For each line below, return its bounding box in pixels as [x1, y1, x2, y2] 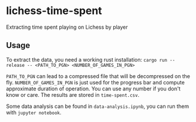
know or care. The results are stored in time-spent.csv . [6, 91, 140, 98]
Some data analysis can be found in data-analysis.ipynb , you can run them [6, 103, 190, 110]
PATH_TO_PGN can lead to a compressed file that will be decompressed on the [6, 72, 191, 80]
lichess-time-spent [6, 4, 103, 18]
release [6, 62, 25, 68]
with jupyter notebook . [6, 109, 62, 116]
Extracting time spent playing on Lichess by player [6, 23, 128, 30]
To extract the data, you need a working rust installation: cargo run [6, 56, 167, 63]
